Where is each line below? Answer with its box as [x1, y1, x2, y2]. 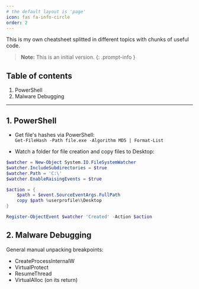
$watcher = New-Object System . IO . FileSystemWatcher [6, 159, 136, 165]
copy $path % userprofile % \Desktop [17, 198, 102, 204]
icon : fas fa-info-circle [6, 14, 70, 20]
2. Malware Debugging [6, 230, 92, 240]
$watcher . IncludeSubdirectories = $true [6, 165, 108, 171]
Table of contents [6, 70, 72, 81]
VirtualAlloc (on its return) [14, 276, 78, 283]
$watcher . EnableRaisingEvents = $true [6, 176, 102, 182]
